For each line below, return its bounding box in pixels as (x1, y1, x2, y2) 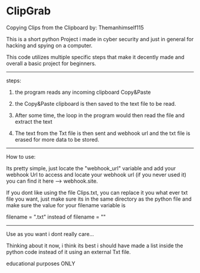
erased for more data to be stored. (14, 136, 99, 143)
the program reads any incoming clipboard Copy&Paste (14, 88, 151, 96)
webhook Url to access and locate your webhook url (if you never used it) (6, 171, 186, 178)
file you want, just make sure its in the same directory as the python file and (6, 195, 192, 203)
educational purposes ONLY (6, 260, 76, 267)
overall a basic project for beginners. (6, 60, 96, 67)
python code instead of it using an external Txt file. (6, 248, 131, 255)
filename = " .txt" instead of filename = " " (6, 213, 106, 220)
